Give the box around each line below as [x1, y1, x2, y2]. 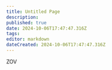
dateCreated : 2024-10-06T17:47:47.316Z [6, 42, 106, 48]
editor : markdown [6, 36, 50, 42]
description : [6, 14, 39, 20]
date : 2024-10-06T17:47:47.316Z [6, 25, 87, 31]
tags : [6, 31, 20, 37]
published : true [6, 20, 47, 26]
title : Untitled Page [6, 8, 60, 15]
